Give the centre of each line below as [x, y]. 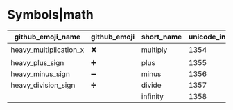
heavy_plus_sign [37, 62]
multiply [154, 50]
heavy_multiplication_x [48, 50]
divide [151, 85]
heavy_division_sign [43, 85]
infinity [153, 96]
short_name [162, 37]
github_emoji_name [48, 37]
